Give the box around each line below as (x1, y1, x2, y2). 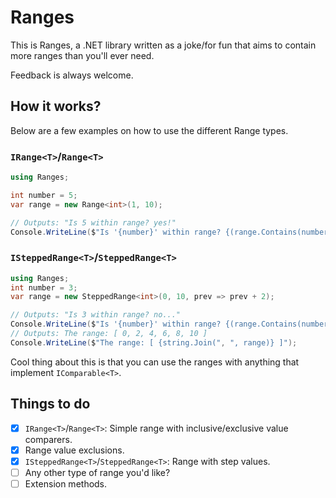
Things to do (10, 396, 91, 413)
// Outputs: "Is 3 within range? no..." (10, 310, 182, 320)
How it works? (10, 98, 102, 115)
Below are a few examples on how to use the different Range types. (10, 124, 289, 136)
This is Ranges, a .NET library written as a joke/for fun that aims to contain (10, 39, 317, 51)
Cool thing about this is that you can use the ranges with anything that (10, 356, 300, 368)
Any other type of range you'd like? (24, 466, 171, 478)
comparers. (24, 433, 73, 445)
